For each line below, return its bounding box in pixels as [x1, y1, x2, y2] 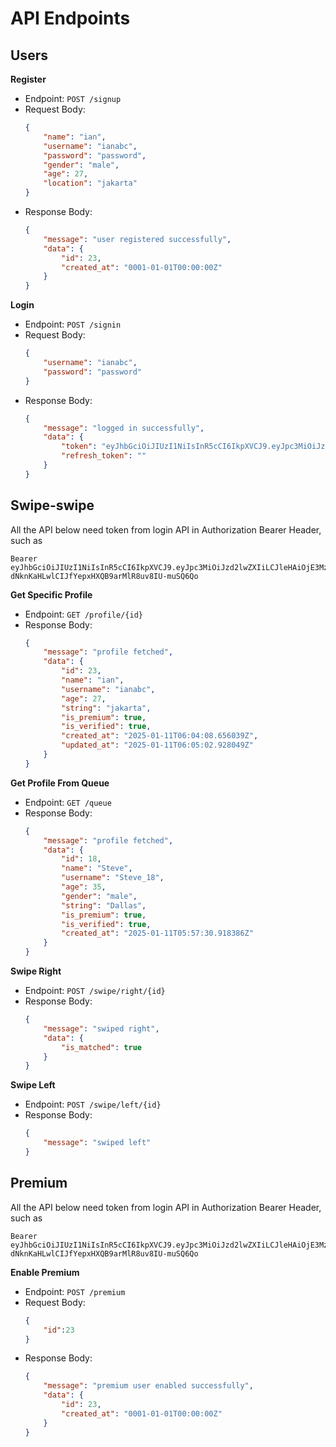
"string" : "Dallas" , [61, 900, 147, 911]
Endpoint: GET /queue [24, 796, 112, 808]
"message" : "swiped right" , [43, 1023, 160, 1034]
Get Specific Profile [10, 588, 93, 601]
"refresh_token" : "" [61, 451, 147, 461]
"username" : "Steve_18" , [61, 873, 165, 883]
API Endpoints [10, 7, 131, 30]
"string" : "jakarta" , [61, 703, 152, 713]
